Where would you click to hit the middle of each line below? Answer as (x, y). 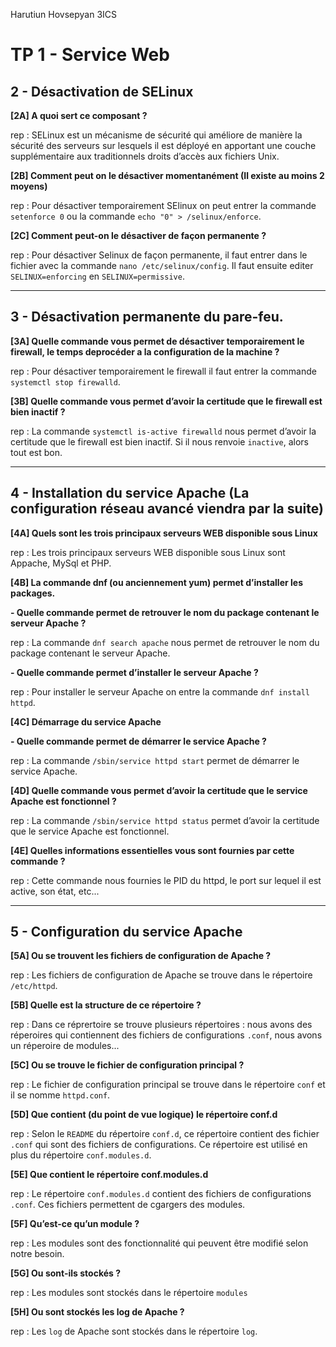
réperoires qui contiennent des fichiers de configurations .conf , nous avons (166, 1035)
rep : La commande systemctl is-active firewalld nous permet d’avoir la (163, 431)
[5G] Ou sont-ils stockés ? (66, 1273)
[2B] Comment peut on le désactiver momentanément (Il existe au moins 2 (167, 175)
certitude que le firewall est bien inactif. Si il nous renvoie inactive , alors (160, 441)
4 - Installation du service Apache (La (130, 493)
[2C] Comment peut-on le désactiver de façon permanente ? (138, 235)
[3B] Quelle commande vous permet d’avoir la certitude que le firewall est (166, 401)
